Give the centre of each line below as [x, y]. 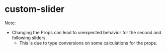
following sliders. [29, 38]
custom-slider [35, 9]
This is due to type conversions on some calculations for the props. [88, 43]
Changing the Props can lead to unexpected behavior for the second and [86, 32]
